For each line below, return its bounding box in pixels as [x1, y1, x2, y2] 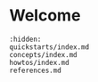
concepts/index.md [9, 50, 78, 59]
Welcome [9, 5, 81, 26]
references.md [9, 66, 62, 75]
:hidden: [9, 35, 42, 44]
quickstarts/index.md [9, 42, 90, 52]
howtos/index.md [9, 58, 69, 67]
